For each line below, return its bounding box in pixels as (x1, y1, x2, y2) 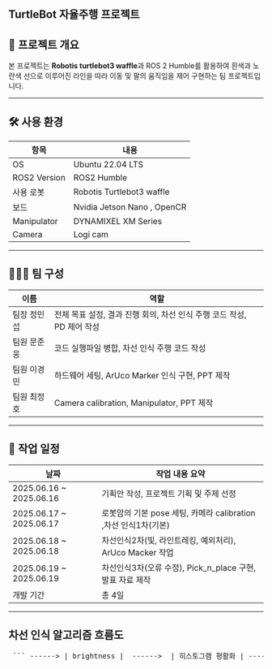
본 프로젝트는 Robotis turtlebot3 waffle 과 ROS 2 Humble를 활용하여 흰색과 (8, 61, 251, 71)
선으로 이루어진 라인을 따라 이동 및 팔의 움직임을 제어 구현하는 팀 (23, 71, 227, 81)
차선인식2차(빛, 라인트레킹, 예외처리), (101, 534, 236, 546)
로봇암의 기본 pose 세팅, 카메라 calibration (101, 507, 257, 518)
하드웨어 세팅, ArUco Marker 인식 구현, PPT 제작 (53, 369, 231, 381)
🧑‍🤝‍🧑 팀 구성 (8, 267, 65, 281)
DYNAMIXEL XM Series (73, 216, 163, 227)
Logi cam (73, 229, 109, 240)
